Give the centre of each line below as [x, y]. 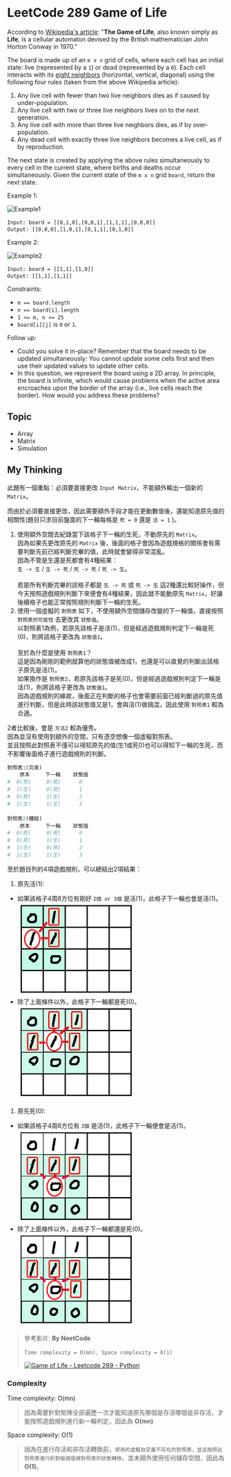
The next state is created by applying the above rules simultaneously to [109, 160]
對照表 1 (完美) [25, 768]
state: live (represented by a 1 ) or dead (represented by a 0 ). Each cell [106, 67]
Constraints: [24, 289]
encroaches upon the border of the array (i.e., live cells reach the [110, 388]
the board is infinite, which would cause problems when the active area [118, 380]
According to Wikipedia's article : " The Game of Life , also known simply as [113, 32]
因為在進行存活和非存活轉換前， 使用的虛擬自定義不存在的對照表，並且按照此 [123, 1449]
